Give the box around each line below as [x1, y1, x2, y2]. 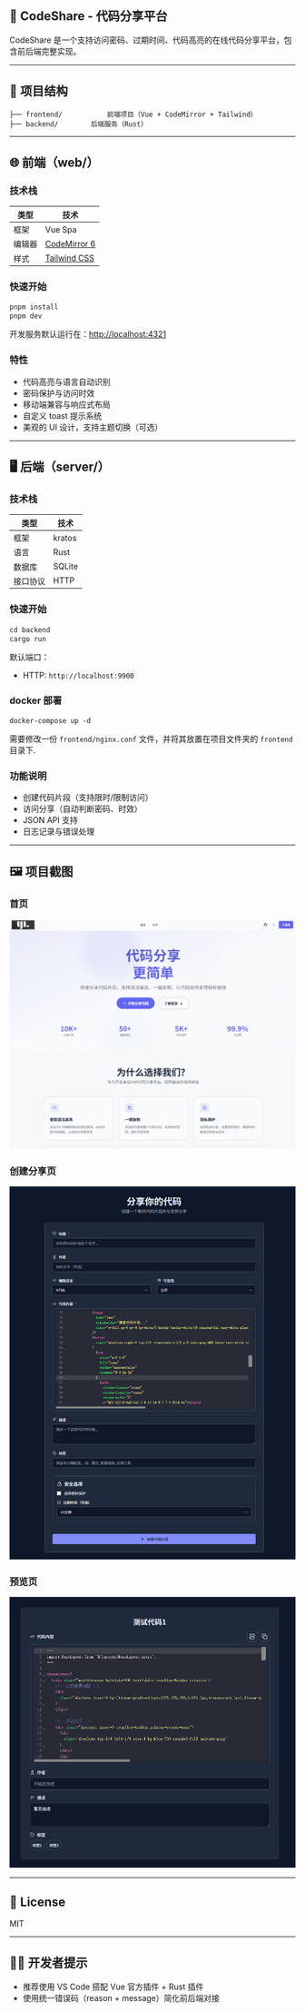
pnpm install [9, 302, 59, 312]
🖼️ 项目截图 [9, 864, 74, 879]
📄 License [9, 1894, 66, 1909]
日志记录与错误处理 [22, 826, 95, 838]
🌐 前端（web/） [9, 155, 100, 171]
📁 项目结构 [9, 84, 68, 99]
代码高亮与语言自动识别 [22, 376, 111, 387]
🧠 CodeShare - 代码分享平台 [9, 8, 168, 25]
